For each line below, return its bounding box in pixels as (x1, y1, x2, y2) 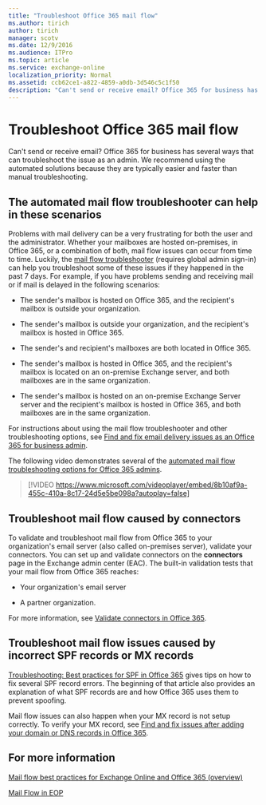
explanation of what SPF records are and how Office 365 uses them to (8, 687, 239, 696)
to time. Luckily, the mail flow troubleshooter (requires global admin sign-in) (8, 255, 257, 264)
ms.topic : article (8, 57, 69, 65)
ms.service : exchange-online (8, 64, 105, 72)
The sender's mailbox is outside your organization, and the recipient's (19, 319, 249, 329)
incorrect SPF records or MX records (8, 648, 194, 663)
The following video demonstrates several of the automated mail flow (8, 456, 236, 466)
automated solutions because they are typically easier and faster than (8, 164, 237, 173)
